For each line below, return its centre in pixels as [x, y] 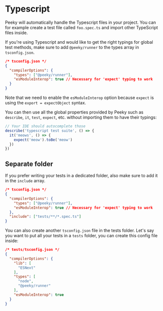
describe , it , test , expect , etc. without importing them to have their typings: [81, 117]
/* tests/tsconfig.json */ [32, 250]
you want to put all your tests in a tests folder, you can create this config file [81, 236]
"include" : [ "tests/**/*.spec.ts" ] [45, 217]
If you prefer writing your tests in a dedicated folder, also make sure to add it [81, 176]
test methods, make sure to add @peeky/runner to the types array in [72, 47]
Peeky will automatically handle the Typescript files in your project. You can [81, 22]
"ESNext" [27, 268]
